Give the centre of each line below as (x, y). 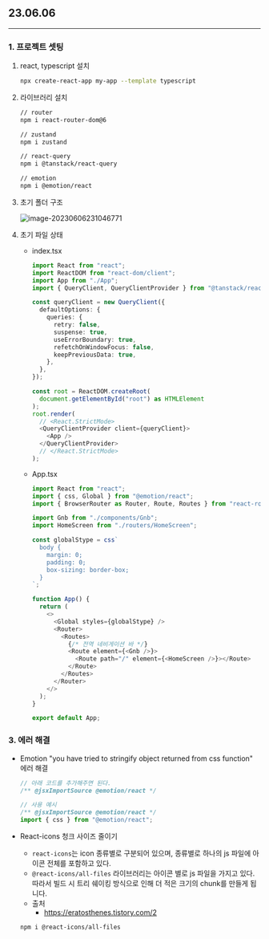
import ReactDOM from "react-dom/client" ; (104, 273)
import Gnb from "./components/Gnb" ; (95, 518)
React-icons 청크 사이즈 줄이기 (68, 836)
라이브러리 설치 (44, 97)
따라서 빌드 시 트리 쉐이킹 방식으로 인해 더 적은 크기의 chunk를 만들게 (140, 884)
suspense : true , (80, 332)
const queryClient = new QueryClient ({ (98, 303)
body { (50, 548)
